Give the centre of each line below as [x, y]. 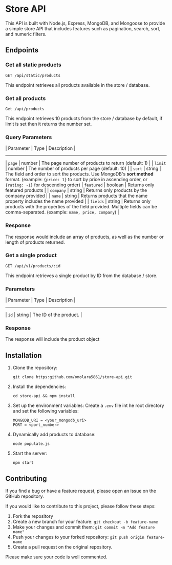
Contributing [26, 479]
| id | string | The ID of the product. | [44, 315]
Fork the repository [33, 516]
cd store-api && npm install [44, 396]
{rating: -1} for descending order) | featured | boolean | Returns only [80, 185]
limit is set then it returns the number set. [49, 124]
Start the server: [30, 453]
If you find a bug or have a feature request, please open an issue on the [81, 491]
